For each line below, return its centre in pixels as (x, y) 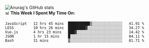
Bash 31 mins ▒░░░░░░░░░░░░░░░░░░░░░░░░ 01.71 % (75, 41)
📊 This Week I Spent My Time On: (40, 13)
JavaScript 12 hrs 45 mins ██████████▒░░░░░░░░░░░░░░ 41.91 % (75, 24)
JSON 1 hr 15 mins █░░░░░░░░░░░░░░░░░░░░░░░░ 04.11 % (75, 36)
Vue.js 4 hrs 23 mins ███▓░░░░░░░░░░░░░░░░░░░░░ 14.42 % (75, 32)
